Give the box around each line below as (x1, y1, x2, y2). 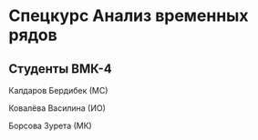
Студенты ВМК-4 (8, 61, 112, 76)
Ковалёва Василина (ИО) (8, 103, 107, 114)
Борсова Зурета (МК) (8, 120, 92, 131)
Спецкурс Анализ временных (8, 5, 249, 26)
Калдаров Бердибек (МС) (8, 85, 108, 95)
